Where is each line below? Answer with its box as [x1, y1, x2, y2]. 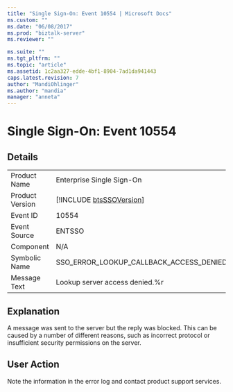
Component [10, 242, 50, 252]
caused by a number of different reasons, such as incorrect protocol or [7, 331, 210, 339]
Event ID [10, 211, 38, 221]
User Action [7, 359, 60, 370]
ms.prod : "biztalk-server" [7, 29, 85, 37]
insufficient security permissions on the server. [7, 338, 141, 347]
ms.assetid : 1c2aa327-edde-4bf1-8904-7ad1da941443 [7, 67, 157, 75]
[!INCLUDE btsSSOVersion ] [55, 195, 145, 205]
